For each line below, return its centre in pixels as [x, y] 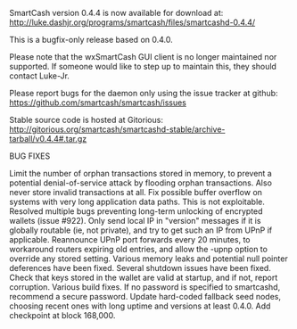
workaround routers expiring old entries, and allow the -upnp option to [138, 249]
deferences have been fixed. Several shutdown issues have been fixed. [140, 268]
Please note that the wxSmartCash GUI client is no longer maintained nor [143, 57]
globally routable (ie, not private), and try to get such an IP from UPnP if [141, 230]
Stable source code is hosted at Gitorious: [86, 120]
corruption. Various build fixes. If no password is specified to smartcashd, [145, 287]
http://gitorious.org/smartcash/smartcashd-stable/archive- [117, 129]
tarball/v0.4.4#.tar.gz [48, 139]
